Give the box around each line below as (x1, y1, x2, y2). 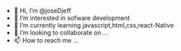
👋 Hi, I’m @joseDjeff (13, 7, 72, 14)
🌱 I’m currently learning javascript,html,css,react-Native (13, 21, 174, 29)
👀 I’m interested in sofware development (13, 14, 130, 22)
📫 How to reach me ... (13, 37, 79, 44)
